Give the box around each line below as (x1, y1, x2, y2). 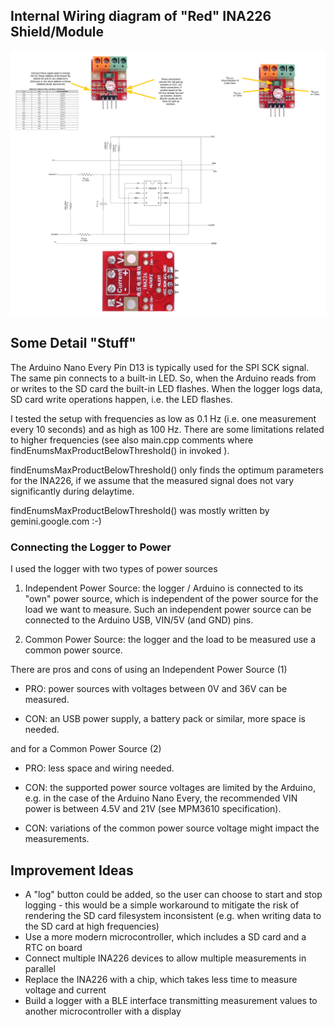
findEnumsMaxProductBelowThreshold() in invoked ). (10, 444, 230, 456)
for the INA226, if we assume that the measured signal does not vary (10, 474, 295, 486)
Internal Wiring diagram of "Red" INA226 (10, 8, 272, 25)
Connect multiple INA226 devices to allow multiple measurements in (24, 952, 307, 964)
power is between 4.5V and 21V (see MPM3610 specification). (24, 803, 282, 815)
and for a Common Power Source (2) (10, 743, 162, 755)
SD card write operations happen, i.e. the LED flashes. (10, 393, 233, 405)
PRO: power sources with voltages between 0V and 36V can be (24, 683, 288, 695)
